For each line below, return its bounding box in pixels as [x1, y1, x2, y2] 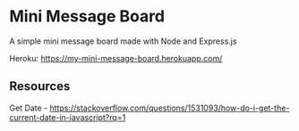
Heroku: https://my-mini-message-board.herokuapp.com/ [9, 53, 223, 63]
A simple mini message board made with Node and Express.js [9, 36, 237, 46]
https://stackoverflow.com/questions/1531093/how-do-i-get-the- [49, 102, 290, 113]
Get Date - [9, 102, 48, 113]
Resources [9, 78, 71, 94]
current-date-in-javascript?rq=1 [9, 111, 126, 122]
